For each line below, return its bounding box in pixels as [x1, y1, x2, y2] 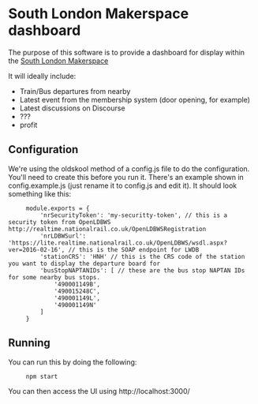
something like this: [8, 189, 72, 198]
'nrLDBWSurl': [39, 232, 87, 240]
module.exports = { [25, 204, 90, 212]
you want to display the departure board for [8, 260, 160, 267]
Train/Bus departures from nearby [19, 86, 131, 95]
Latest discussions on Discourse [19, 103, 125, 113]
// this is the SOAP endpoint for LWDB [68, 245, 200, 253]
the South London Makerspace [8, 56, 109, 65]
